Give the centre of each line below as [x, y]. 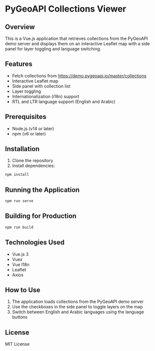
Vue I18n [21, 264]
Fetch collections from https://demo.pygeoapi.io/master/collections [79, 76]
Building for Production [41, 216]
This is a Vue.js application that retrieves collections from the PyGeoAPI [77, 38]
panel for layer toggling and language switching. [53, 49]
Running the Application [42, 190]
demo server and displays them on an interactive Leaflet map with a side [77, 44]
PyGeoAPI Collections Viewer [66, 9]
